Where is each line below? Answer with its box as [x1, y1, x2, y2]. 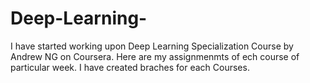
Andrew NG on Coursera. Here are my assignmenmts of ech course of [10, 50, 300, 62]
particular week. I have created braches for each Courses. [10, 61, 250, 73]
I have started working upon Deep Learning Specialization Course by [10, 40, 294, 52]
